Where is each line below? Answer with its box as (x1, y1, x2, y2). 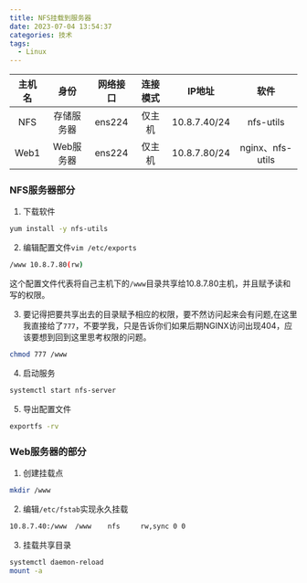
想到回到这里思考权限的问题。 (38, 332, 152, 343)
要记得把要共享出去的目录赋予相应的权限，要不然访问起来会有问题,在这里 (22, 309, 298, 320)
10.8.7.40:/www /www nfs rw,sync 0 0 (9, 522, 185, 531)
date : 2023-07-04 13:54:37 (9, 22, 112, 31)
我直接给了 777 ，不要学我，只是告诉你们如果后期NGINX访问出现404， (22, 321, 285, 332)
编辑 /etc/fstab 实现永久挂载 (22, 503, 129, 514)
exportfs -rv (9, 421, 59, 430)
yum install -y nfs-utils (9, 225, 108, 234)
